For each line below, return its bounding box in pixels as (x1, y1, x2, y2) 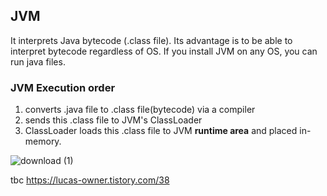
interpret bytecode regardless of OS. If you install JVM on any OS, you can (10, 45, 318, 57)
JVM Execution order (10, 80, 116, 94)
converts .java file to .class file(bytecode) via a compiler (24, 104, 256, 116)
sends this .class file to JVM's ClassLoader (24, 114, 203, 126)
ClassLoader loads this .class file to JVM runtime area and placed (24, 125, 298, 137)
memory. (24, 135, 62, 148)
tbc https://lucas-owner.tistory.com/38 (10, 174, 170, 186)
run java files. (10, 55, 66, 68)
